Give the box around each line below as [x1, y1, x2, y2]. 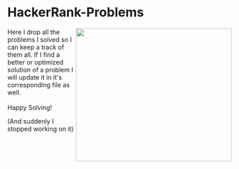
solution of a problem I [7, 65, 73, 74]
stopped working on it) [7, 124, 74, 133]
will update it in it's [7, 72, 63, 82]
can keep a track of [7, 43, 65, 51]
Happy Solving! [7, 103, 52, 111]
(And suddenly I [7, 116, 54, 125]
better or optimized [7, 58, 64, 66]
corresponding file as [7, 80, 70, 89]
